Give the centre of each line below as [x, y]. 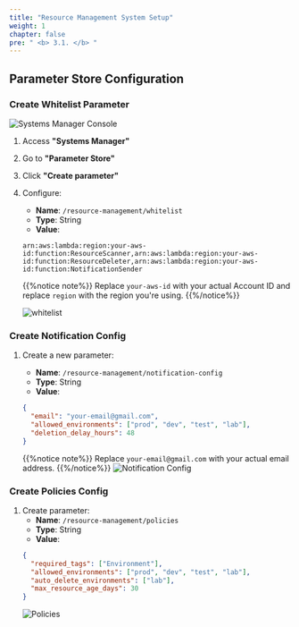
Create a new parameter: [68, 355]
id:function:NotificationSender [82, 269]
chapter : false [37, 34]
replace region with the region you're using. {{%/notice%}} [131, 295]
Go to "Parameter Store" [69, 158]
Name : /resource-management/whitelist [109, 210]
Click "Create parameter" [70, 175]
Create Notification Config [68, 335]
